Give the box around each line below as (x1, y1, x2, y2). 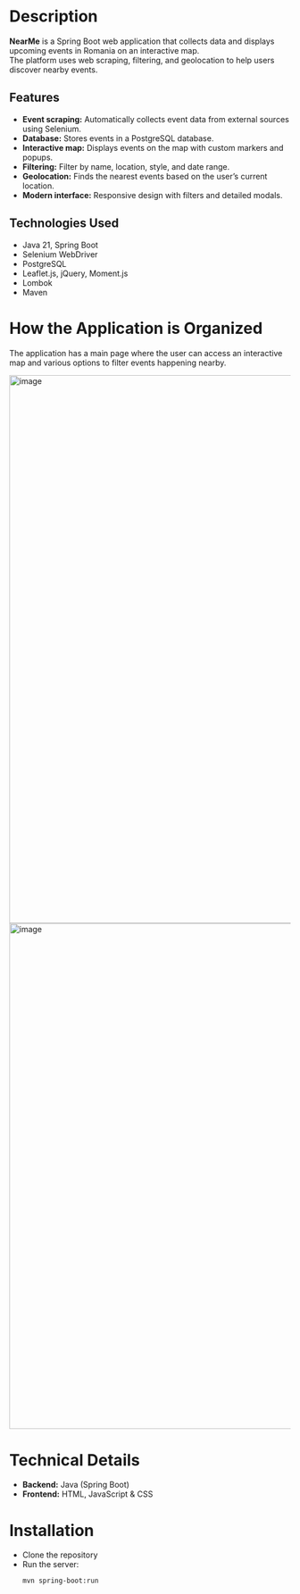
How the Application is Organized (9, 318, 263, 338)
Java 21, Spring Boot (21, 239, 98, 250)
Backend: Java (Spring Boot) (21, 1480, 129, 1490)
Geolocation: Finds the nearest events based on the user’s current (21, 171, 268, 181)
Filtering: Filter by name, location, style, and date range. (21, 161, 230, 171)
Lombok (21, 277, 54, 288)
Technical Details (9, 1449, 140, 1470)
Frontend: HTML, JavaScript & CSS (21, 1489, 154, 1499)
